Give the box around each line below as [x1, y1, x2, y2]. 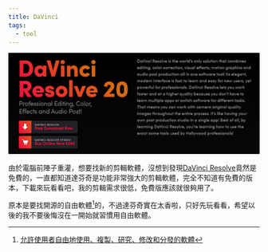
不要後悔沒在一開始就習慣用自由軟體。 [29, 210, 156, 219]
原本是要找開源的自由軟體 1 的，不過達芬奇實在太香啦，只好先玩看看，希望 [8, 199, 249, 210]
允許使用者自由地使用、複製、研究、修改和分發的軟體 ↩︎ [19, 234, 203, 244]
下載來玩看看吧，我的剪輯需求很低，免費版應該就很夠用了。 [22, 183, 218, 193]
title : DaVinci [8, 13, 59, 21]
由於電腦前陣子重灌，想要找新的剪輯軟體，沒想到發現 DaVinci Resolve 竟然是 [8, 163, 257, 173]
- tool [15, 30, 37, 37]
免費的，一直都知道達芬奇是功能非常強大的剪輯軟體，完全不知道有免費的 [8, 173, 246, 183]
